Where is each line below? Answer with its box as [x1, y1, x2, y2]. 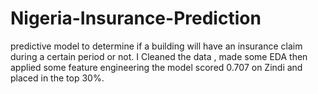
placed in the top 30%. [10, 72, 105, 84]
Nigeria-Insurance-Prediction [10, 7, 262, 30]
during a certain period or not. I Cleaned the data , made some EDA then [10, 50, 308, 62]
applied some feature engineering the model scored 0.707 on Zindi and [10, 61, 303, 73]
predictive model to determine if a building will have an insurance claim [10, 40, 303, 52]
